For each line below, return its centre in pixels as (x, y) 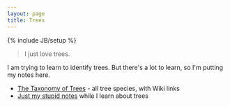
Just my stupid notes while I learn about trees (83, 96)
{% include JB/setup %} (42, 40)
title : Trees (26, 20)
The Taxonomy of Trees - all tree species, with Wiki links (98, 88)
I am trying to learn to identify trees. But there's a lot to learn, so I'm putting (115, 67)
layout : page (26, 14)
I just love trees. (47, 54)
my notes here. (29, 75)
